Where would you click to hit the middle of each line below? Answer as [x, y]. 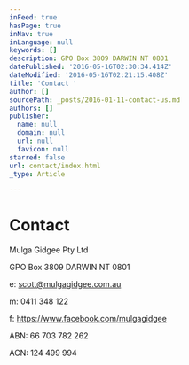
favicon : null [43, 149]
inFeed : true [33, 17]
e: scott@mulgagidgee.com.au [65, 284]
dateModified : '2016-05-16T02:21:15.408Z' [89, 75]
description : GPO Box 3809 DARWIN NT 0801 [89, 58]
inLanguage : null [41, 42]
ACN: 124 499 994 [43, 353]
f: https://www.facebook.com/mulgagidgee [88, 319]
